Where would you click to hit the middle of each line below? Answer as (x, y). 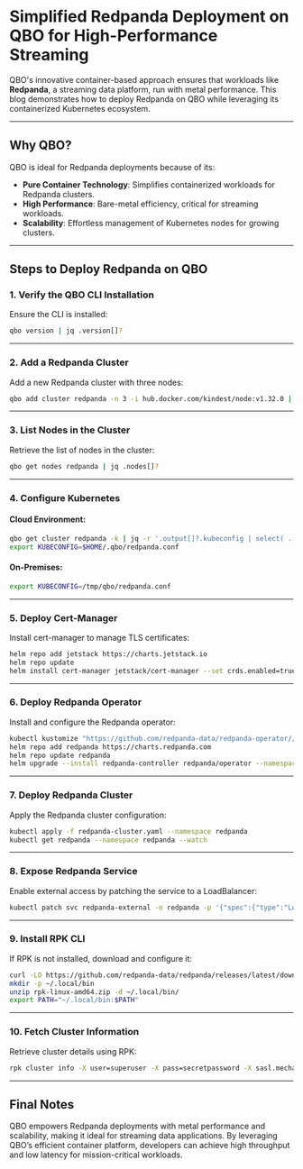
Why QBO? (41, 146)
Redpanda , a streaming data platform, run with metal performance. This (143, 89)
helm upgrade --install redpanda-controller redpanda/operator (131, 763)
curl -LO (26, 975)
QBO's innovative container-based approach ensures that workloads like (144, 79)
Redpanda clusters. (58, 194)
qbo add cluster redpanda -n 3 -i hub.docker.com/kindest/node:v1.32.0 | (151, 398)
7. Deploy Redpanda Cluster (71, 795)
